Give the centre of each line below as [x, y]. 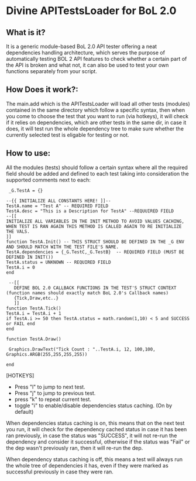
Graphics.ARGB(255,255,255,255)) [47, 354]
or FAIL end [20, 324]
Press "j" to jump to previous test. [55, 393]
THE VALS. [18, 231]
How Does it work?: [42, 90]
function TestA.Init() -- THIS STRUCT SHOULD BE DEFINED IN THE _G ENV [95, 242]
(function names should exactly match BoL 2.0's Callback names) [87, 293]
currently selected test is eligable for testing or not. [68, 135]
